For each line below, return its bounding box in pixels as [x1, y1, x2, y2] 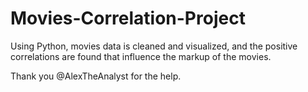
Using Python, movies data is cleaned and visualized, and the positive [10, 40, 298, 52]
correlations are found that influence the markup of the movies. [10, 50, 272, 62]
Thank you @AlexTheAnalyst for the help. [10, 70, 182, 82]
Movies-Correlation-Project [10, 7, 246, 30]
